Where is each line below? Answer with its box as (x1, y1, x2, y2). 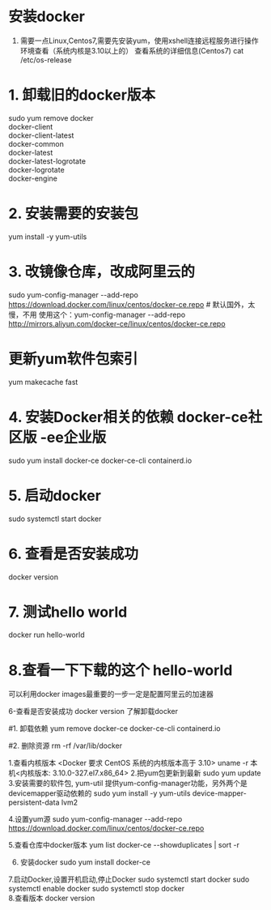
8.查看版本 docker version (8, 893, 95, 904)
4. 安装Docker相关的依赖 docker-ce (8, 408, 248, 426)
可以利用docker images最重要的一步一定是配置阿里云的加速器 (8, 690, 214, 699)
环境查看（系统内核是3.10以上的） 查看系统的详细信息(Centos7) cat (19, 45, 244, 55)
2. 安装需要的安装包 (8, 204, 139, 223)
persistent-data (8, 797, 60, 807)
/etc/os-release (19, 54, 73, 65)
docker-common (8, 139, 65, 148)
